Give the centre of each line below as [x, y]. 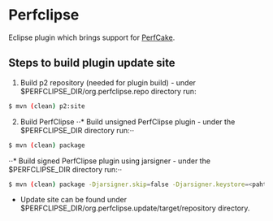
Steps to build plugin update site [92, 63]
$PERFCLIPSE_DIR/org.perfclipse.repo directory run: [108, 91]
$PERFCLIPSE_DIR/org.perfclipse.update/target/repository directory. [135, 208]
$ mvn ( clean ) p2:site [47, 106]
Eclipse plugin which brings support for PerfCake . [92, 37]
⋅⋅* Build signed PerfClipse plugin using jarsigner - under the [110, 161]
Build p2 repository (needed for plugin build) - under [108, 82]
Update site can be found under [74, 200]
